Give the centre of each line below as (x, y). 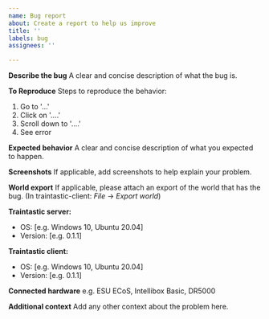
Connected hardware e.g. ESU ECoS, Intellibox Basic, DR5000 (112, 291)
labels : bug (28, 38)
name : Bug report (37, 16)
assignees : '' (32, 46)
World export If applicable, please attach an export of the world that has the (134, 188)
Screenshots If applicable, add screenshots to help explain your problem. (130, 172)
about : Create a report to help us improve (82, 23)
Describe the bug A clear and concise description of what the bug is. (123, 76)
